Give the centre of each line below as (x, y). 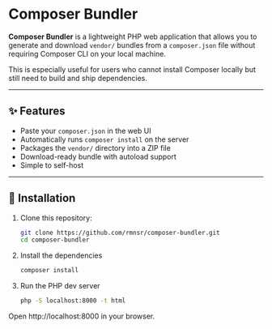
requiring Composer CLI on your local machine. (87, 53)
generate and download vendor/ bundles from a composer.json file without (132, 45)
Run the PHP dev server (60, 286)
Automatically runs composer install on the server (104, 139)
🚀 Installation (42, 198)
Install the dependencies (61, 255)
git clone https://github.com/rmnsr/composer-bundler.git (120, 233)
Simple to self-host (52, 165)
